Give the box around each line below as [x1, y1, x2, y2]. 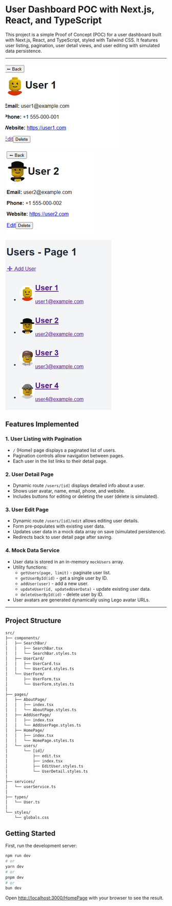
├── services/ [5, 779, 36, 784]
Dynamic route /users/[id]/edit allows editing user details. [12, 518, 139, 524]
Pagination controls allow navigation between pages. [12, 452, 124, 458]
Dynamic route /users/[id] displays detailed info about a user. [12, 482, 145, 488]
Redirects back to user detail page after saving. [12, 534, 113, 540]
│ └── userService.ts [5, 784, 56, 790]
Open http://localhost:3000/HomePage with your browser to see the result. [5, 895, 164, 901]
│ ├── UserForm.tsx [5, 677, 60, 682]
